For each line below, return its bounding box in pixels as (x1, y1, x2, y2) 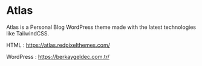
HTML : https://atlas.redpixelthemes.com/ (6, 41, 110, 49)
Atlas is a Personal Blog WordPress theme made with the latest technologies (6, 23, 197, 31)
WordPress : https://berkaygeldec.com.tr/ (6, 53, 110, 60)
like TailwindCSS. (6, 29, 50, 37)
